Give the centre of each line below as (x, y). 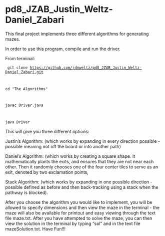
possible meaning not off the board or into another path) (63, 146)
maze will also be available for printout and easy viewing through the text (80, 213)
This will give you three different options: (47, 131)
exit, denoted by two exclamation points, (47, 172)
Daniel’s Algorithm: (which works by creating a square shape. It (70, 156)
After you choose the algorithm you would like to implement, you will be (79, 202)
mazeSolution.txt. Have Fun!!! (35, 228)
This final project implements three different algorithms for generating (77, 34)
